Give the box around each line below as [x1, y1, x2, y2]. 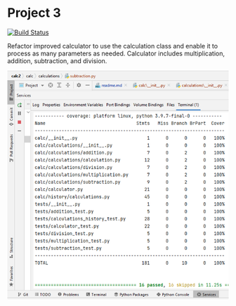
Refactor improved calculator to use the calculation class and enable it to [7, 41, 218, 50]
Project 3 [7, 5, 61, 21]
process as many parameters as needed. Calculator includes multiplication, [7, 49, 225, 58]
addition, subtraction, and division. [7, 56, 107, 65]
